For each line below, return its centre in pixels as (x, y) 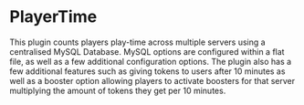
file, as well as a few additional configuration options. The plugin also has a (151, 61)
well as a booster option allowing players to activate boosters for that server (152, 80)
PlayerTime (53, 17)
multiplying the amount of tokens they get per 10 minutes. (118, 90)
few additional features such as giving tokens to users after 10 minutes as (147, 71)
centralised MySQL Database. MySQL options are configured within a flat (147, 51)
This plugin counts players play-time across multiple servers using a (138, 42)
